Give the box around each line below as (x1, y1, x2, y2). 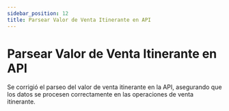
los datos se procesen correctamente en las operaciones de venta (7, 90, 193, 99)
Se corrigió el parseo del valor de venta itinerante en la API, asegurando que (7, 83, 222, 91)
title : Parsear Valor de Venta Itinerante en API (7, 16, 152, 23)
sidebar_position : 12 (7, 10, 69, 17)
